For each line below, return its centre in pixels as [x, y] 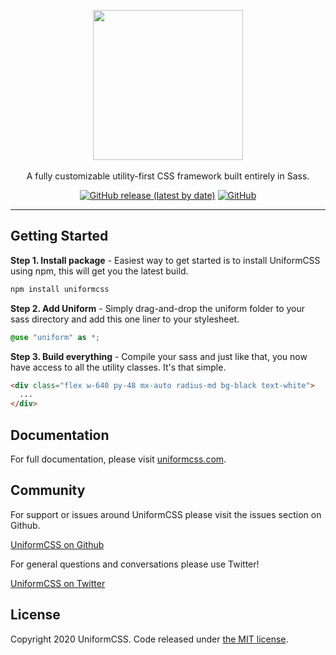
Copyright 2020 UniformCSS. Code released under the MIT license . [149, 639]
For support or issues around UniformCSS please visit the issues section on [166, 514]
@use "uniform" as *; [55, 337]
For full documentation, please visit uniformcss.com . [118, 459]
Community [48, 490]
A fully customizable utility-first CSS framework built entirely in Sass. [168, 176]
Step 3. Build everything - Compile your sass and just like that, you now [159, 356]
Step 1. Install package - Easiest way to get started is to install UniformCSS [165, 260]
